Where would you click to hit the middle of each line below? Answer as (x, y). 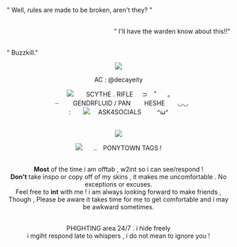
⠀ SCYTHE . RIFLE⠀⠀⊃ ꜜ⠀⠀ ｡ (122, 94)
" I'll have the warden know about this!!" (172, 31)
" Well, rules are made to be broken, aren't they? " (80, 10)
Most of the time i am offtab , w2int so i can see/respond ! (118, 169)
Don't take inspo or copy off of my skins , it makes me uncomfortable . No (118, 177)
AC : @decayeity (118, 79)
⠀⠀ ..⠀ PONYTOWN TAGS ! (122, 148)
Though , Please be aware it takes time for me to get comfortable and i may (118, 199)
